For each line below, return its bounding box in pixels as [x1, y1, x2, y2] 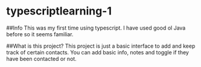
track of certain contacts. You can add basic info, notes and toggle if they [6, 48, 189, 56]
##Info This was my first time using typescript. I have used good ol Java [6, 24, 186, 31]
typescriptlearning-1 [6, 4, 112, 18]
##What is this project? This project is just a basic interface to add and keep [6, 42, 196, 49]
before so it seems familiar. [6, 30, 74, 37]
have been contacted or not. [6, 55, 77, 62]
